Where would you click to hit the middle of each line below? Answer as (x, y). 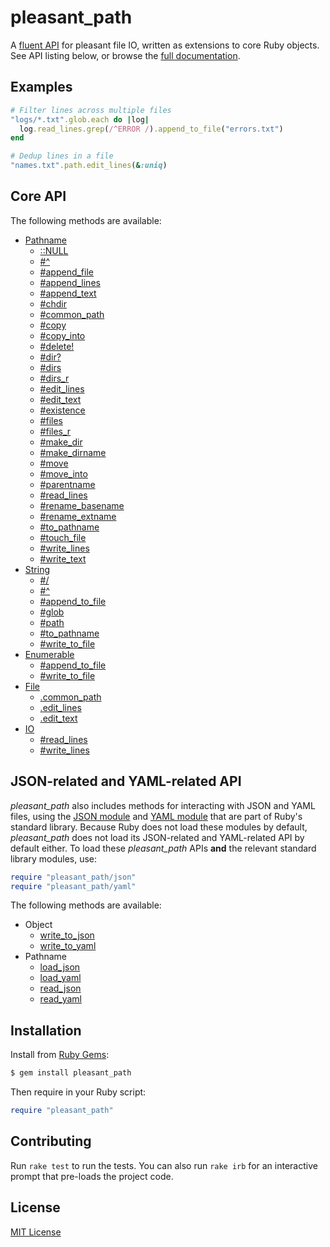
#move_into (63, 473)
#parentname (67, 484)
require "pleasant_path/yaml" (73, 886)
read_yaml (60, 999)
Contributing (51, 1141)
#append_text (68, 293)
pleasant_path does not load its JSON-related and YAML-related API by (157, 837)
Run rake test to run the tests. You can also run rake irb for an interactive (164, 1165)
